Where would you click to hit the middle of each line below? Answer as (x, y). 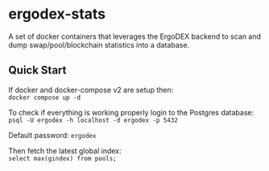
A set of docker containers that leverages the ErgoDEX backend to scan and (135, 36)
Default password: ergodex (52, 135)
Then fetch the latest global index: (65, 151)
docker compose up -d (45, 98)
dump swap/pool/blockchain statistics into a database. (99, 44)
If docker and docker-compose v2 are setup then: (91, 90)
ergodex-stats (57, 14)
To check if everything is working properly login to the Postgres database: (131, 112)
